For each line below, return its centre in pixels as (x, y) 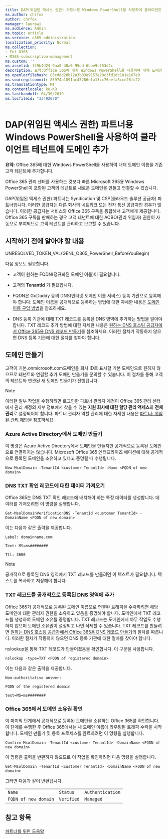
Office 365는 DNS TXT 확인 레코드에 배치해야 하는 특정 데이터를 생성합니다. (80, 497)
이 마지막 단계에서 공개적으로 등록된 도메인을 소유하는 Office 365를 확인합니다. (82, 721)
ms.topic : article (24, 33)
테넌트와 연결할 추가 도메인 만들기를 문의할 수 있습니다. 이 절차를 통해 (86, 374)
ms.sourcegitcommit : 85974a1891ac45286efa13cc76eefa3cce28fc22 (73, 80)
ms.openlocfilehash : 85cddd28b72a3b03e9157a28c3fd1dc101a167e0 (73, 75)
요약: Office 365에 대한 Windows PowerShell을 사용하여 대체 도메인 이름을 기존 (84, 165)
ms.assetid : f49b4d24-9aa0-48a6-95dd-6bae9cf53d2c (59, 66)
